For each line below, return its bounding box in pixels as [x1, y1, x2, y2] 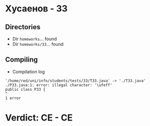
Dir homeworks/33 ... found [12, 41, 64, 47]
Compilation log [12, 68, 45, 74]
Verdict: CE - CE [5, 112, 73, 123]
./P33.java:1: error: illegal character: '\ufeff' [5, 82, 113, 87]
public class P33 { [5, 87, 46, 92]
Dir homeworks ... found [12, 36, 57, 42]
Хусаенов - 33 [5, 3, 68, 14]
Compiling [5, 56, 38, 64]
